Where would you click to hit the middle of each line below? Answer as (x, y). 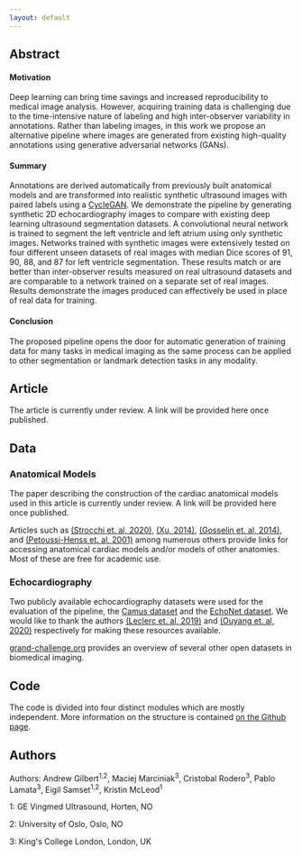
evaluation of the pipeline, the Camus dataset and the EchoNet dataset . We (149, 611)
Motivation (30, 77)
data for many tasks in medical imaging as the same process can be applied (150, 351)
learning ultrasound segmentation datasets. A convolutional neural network (149, 224)
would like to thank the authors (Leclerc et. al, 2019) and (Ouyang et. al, (142, 621)
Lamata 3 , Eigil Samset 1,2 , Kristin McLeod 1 (86, 788)
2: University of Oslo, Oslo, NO (66, 824)
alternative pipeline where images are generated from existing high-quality (148, 135)
